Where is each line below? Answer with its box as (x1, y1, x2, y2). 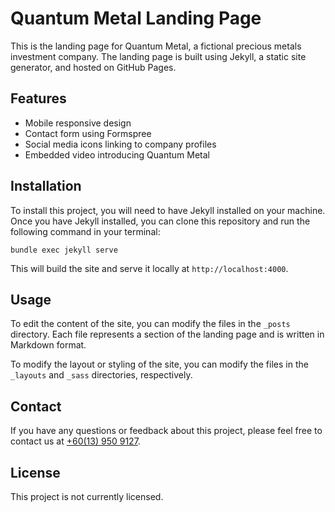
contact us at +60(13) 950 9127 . (10, 435, 141, 447)
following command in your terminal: (10, 225, 161, 237)
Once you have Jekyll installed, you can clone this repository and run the (10, 215, 311, 227)
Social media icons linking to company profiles (24, 138, 217, 150)
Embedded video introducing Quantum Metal (24, 148, 210, 161)
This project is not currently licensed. (10, 491, 164, 502)
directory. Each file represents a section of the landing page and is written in (10, 328, 325, 341)
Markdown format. (10, 339, 87, 351)
